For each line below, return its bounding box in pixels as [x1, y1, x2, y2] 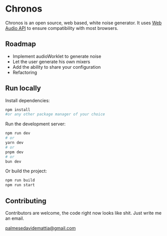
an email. [5, 215, 24, 221]
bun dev [5, 159, 22, 164]
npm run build [5, 178, 35, 183]
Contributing [5, 197, 47, 205]
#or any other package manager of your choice [5, 112, 105, 117]
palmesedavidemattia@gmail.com [5, 225, 76, 231]
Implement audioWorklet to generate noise [12, 53, 101, 59]
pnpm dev [5, 150, 24, 155]
